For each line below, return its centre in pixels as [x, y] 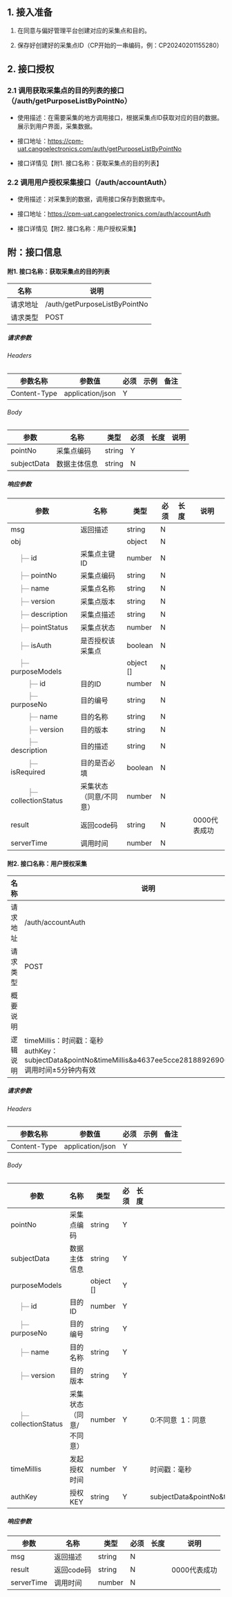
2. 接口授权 [31, 69]
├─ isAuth [36, 645]
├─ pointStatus [44, 627]
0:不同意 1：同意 [178, 1420]
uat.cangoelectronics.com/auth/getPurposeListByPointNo [99, 148]
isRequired [28, 772]
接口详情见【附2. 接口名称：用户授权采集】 [78, 228]
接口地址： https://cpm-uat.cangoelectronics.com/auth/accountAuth [114, 213]
